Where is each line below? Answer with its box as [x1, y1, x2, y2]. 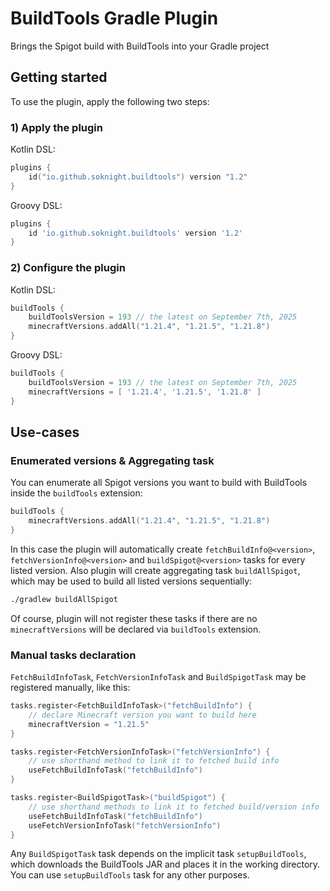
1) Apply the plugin [10, 120, 103, 134]
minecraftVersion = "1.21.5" [28, 719, 150, 729]
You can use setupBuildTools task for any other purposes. [10, 869, 250, 881]
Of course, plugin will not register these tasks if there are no [10, 612, 258, 624]
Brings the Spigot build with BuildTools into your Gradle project [10, 40, 270, 52]
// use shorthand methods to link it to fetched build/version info [28, 802, 320, 812]
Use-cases [10, 423, 80, 441]
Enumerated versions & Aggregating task [10, 453, 215, 467]
